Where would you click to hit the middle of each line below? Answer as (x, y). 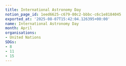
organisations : (21, 33)
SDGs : (11, 42)
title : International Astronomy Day (43, 10)
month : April (19, 28)
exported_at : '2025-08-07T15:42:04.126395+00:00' (58, 19)
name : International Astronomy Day (42, 24)
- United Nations (23, 38)
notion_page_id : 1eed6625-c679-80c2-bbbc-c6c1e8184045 (63, 14)
